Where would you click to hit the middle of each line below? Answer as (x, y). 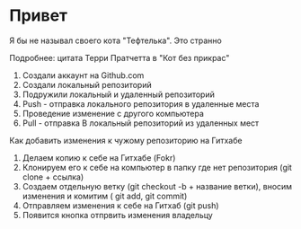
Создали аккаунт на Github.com (83, 75)
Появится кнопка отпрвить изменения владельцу (117, 215)
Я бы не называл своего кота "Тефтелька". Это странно (115, 40)
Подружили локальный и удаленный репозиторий (119, 94)
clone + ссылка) (53, 177)
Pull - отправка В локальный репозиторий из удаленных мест (141, 123)
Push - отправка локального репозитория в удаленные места (141, 103)
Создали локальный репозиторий (87, 84)
